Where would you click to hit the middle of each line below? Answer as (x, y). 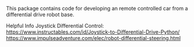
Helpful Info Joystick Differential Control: (55, 26)
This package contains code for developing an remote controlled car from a (97, 8)
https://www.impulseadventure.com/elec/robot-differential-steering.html (93, 38)
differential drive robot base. (40, 15)
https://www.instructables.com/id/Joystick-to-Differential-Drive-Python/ (93, 32)
